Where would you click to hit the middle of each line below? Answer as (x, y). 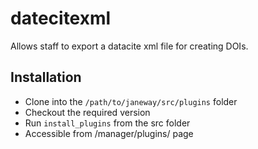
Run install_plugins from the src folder (107, 123)
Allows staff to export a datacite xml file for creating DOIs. (129, 46)
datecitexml (61, 18)
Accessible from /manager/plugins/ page (109, 133)
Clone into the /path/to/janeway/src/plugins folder (131, 101)
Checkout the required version (87, 112)
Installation (46, 77)
